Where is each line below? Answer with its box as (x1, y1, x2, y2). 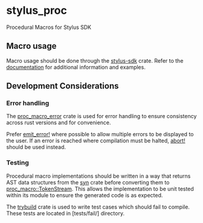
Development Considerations (6, 81, 119, 91)
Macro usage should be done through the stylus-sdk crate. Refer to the (6, 57, 184, 64)
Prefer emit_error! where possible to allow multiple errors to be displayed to (6, 131, 194, 138)
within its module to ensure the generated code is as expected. (6, 191, 163, 199)
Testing (6, 159, 29, 167)
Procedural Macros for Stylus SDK (6, 24, 92, 31)
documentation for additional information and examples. (6, 63, 146, 71)
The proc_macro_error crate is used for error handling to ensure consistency (6, 113, 197, 120)
